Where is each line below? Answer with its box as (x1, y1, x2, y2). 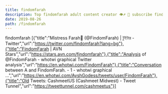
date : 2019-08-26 (5, 16, 41, 21)
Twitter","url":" (5, 40, 35, 46)
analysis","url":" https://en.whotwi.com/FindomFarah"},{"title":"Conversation (5, 62, 161, 68)
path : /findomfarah (5, 21, 46, 26)
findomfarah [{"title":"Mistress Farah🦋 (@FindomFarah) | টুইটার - (5, 35, 134, 41)
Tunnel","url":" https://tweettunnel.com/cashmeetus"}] (5, 83, 116, 89)
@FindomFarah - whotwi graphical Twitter (5, 56, 92, 62)
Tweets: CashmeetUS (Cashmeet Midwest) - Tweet (30, 78, 136, 84)
